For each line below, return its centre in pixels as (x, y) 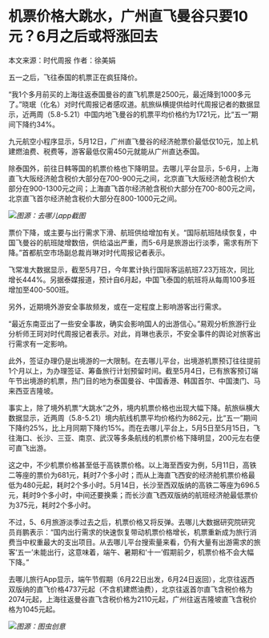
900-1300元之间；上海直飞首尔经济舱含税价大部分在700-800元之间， (144, 188)
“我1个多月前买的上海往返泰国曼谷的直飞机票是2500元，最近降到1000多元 (130, 94)
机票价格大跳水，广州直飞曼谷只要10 (128, 16)
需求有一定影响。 (43, 343)
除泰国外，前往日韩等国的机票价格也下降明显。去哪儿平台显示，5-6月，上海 (133, 168)
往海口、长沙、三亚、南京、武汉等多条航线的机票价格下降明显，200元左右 (131, 438)
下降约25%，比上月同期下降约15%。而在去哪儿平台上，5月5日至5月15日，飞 (134, 428)
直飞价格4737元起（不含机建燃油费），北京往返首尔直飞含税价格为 (145, 589)
